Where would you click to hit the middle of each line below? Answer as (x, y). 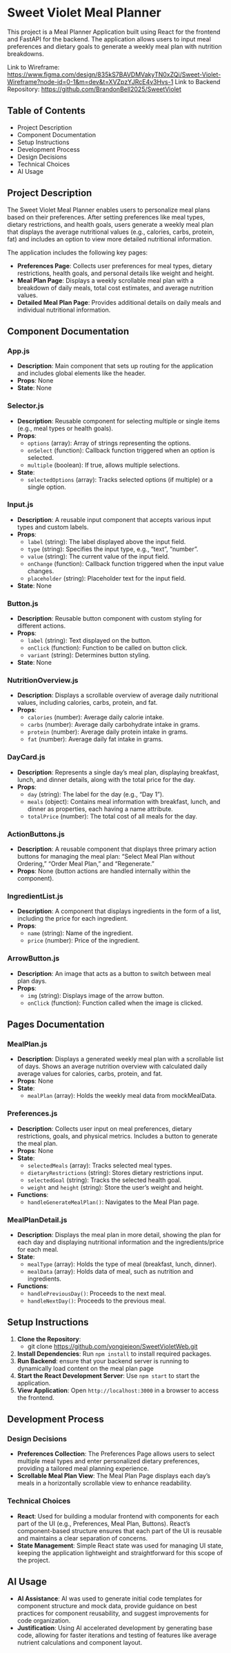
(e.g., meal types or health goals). (65, 428)
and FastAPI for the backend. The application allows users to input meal (109, 39)
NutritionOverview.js (43, 681)
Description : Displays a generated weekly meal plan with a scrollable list (120, 1059)
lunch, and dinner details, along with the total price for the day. (106, 779)
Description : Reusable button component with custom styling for (109, 619)
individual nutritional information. (64, 310)
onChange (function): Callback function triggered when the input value (125, 563)
